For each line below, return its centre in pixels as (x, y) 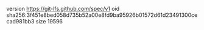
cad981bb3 (20, 21)
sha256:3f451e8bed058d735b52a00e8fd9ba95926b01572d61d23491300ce (102, 15)
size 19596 (49, 21)
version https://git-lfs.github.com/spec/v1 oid (63, 9)
